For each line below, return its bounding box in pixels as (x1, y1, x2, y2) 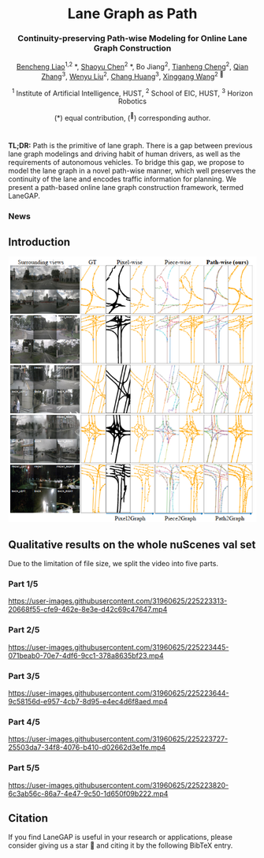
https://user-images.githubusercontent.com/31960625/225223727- (8, 734, 229, 744)
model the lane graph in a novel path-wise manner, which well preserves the (8, 166, 256, 176)
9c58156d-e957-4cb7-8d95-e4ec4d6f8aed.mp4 (8, 697, 168, 707)
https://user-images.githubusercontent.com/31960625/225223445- (8, 642, 229, 651)
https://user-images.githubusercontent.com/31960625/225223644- (8, 688, 230, 698)
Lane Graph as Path (67, 5, 198, 23)
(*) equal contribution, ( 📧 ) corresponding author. (54, 112, 211, 123)
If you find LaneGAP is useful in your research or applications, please (8, 833, 232, 842)
